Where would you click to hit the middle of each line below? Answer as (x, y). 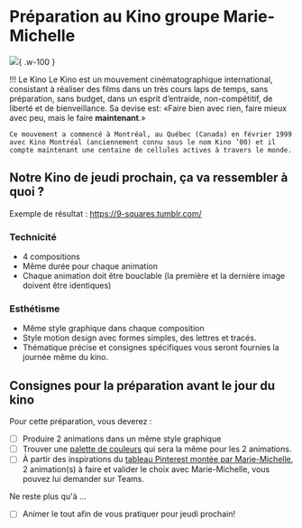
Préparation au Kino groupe (114, 17)
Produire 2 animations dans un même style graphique (122, 439)
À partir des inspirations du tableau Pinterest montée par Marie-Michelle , (158, 459)
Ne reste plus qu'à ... (48, 496)
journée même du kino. (65, 357)
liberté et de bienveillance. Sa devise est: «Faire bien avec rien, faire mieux (148, 108)
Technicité (33, 236)
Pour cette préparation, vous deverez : (81, 421)
